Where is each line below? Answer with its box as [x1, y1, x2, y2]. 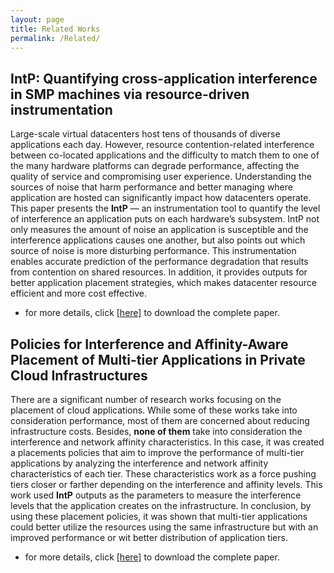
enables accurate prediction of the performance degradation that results [10, 256, 309, 268]
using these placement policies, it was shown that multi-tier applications [10, 511, 308, 522]
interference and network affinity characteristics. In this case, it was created [10, 436, 325, 448]
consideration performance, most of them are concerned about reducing [10, 415, 310, 426]
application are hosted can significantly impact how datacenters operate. [10, 192, 312, 204]
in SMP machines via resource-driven [10, 86, 250, 103]
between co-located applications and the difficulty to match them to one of [10, 149, 320, 161]
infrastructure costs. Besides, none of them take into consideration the [10, 426, 303, 437]
